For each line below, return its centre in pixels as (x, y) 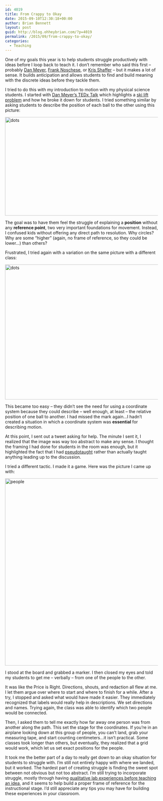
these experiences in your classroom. (42, 793)
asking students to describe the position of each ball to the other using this (80, 105)
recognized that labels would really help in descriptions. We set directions (79, 702)
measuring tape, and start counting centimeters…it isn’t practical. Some (77, 737)
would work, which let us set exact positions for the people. (65, 748)
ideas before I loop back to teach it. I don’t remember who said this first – (78, 65)
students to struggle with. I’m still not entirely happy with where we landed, (80, 762)
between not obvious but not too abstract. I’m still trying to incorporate (76, 773)
